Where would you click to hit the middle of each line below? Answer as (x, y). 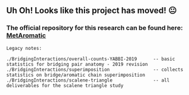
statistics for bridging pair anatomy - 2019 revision (77, 64)
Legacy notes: (24, 48)
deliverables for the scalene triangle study (65, 85)
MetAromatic (26, 35)
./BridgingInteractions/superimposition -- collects (95, 69)
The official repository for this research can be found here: (95, 28)
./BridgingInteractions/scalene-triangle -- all (88, 80)
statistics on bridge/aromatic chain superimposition (76, 75)
